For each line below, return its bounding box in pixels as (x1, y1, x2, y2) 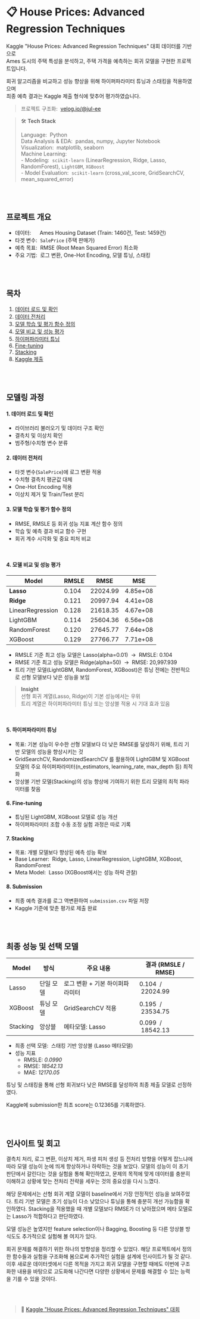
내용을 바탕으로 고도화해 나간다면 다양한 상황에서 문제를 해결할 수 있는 (17, 1268, 180, 1275)
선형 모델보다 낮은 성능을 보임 (21, 674, 90, 681)
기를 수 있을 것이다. (12, 1275, 57, 1283)
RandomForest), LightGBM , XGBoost (20, 163, 105, 170)
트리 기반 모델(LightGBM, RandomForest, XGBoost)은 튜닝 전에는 (14, 666, 170, 673)
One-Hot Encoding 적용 (14, 483, 73, 491)
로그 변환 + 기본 (63, 979, 106, 988)
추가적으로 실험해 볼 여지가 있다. (21, 1233, 97, 1240)
